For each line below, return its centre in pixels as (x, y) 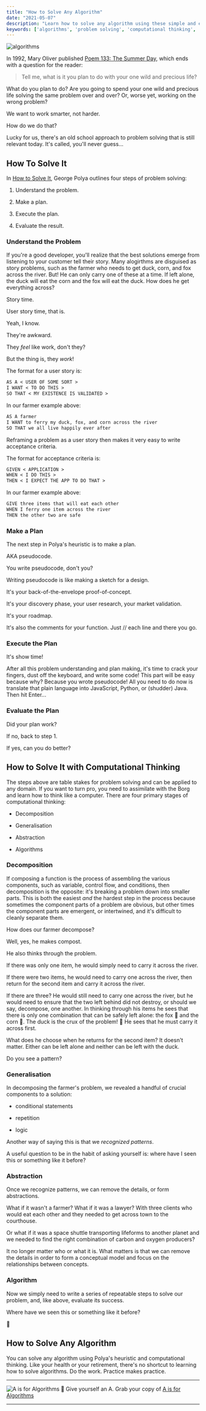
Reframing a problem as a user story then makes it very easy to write (93, 440)
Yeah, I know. (23, 324)
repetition (27, 1118)
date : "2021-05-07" (31, 18)
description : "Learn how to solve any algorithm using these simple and (101, 23)
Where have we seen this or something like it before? (74, 1312)
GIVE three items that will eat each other (63, 504)
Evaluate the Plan (33, 711)
